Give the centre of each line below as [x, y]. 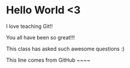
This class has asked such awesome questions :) [65, 49]
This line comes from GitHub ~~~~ [48, 60]
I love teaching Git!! [29, 26]
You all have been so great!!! [41, 37]
